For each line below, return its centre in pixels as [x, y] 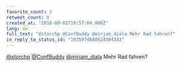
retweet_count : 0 [28, 17]
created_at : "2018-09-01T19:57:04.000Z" [58, 23]
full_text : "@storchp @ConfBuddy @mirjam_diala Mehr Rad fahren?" [91, 34]
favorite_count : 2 [29, 12]
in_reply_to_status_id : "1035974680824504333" [65, 40]
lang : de [17, 28]
